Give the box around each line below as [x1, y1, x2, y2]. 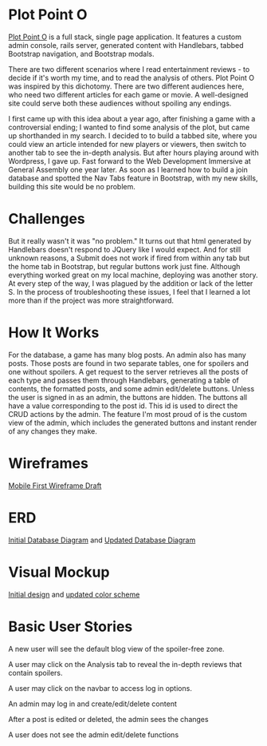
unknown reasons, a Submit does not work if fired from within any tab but [8, 253, 250, 263]
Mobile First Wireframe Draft [8, 481, 102, 490]
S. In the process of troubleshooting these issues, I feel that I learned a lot [8, 287, 251, 296]
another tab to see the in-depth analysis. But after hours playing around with [8, 148, 259, 157]
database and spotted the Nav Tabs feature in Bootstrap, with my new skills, [8, 173, 258, 183]
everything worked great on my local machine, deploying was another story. [8, 270, 258, 280]
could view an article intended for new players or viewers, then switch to [8, 139, 247, 149]
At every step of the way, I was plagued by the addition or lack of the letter [8, 278, 253, 288]
